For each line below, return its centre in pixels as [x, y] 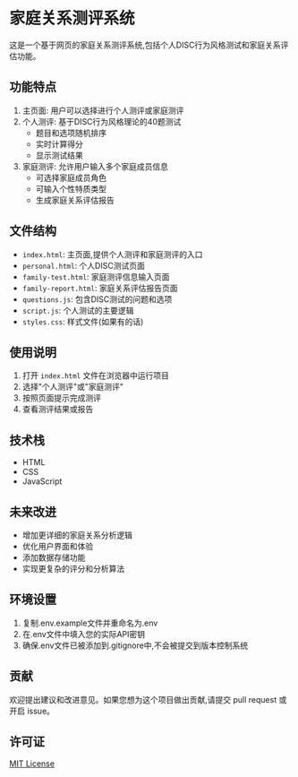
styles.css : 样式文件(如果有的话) [83, 321]
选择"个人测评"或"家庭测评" [72, 387]
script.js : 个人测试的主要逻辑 [78, 310]
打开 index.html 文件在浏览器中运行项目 [96, 376]
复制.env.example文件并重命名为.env [90, 623]
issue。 [41, 711]
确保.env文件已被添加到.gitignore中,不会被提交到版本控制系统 [135, 645]
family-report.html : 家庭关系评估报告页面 [100, 288]
